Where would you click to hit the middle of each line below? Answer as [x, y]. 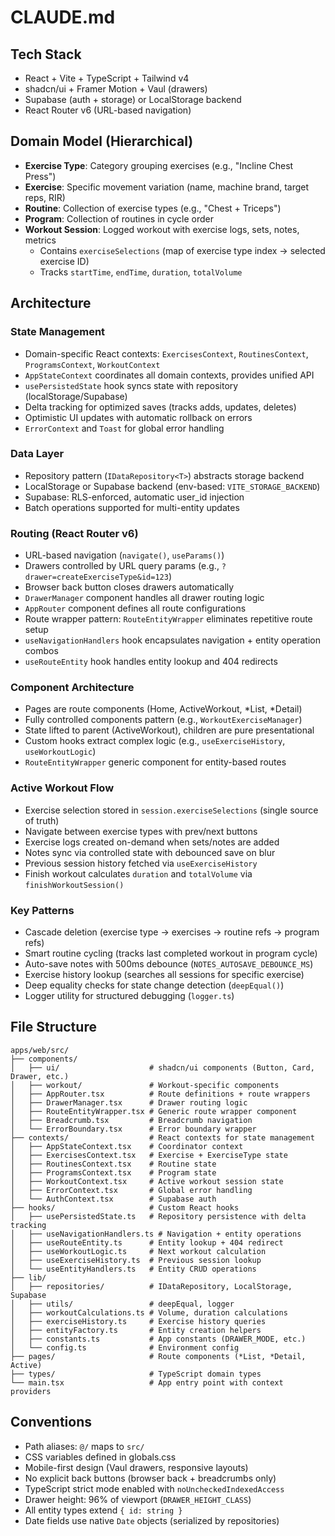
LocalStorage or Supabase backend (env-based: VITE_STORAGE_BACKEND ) [172, 486]
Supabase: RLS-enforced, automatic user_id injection [134, 497]
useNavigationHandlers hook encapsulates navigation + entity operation [172, 640]
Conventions [51, 1422]
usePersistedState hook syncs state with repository [131, 385]
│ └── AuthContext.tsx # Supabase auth [113, 1199]
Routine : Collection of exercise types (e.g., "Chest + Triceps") [153, 208]
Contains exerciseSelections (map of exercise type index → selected [182, 250]
